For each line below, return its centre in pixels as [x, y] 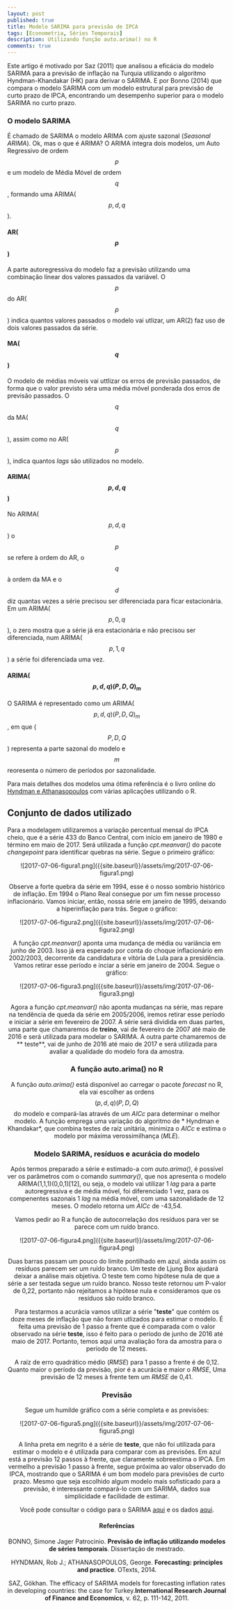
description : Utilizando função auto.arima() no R [82, 40]
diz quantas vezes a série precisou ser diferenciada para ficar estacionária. [115, 601]
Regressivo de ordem [38, 151]
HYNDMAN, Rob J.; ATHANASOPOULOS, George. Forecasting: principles [117, 1562]
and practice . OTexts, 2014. [117, 1569]
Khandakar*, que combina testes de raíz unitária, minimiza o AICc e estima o [117, 1128]
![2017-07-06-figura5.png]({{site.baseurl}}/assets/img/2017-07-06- [117, 1424]
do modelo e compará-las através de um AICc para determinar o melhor [117, 1113]
